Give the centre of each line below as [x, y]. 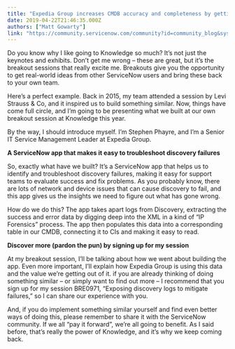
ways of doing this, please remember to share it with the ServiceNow [107, 317]
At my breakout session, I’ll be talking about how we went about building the [117, 259]
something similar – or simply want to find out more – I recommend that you [116, 281]
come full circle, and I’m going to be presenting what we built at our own [111, 111]
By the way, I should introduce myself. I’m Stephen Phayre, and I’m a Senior [116, 132]
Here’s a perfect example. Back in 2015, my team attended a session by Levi [117, 96]
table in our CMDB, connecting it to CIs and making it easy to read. [103, 232]
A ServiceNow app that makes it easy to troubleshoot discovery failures [114, 153]
